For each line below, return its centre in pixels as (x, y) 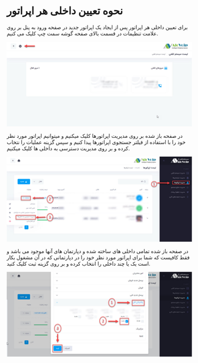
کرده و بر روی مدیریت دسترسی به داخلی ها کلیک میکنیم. (68, 148)
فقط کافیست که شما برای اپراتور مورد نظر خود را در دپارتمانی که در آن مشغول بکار (98, 257)
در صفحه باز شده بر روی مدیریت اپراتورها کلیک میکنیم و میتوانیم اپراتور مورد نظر (95, 136)
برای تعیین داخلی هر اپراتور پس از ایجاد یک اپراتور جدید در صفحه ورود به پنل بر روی (97, 27)
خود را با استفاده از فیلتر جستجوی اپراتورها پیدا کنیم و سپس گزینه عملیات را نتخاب (96, 142)
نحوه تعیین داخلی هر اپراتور (65, 11)
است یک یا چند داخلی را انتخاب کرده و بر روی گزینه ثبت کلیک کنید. (78, 263)
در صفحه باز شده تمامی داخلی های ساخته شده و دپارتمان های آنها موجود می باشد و (98, 251)
